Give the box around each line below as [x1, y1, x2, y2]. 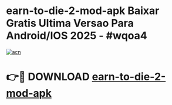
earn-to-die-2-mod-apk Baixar [6, 4, 160, 18]
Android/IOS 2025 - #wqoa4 [6, 29, 148, 42]
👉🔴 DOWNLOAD [6, 70, 90, 83]
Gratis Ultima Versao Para [6, 16, 134, 30]
